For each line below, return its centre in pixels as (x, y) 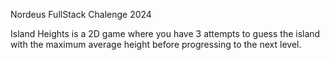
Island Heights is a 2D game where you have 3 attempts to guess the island (165, 33)
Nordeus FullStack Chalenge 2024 (81, 14)
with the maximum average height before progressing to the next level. (156, 44)
